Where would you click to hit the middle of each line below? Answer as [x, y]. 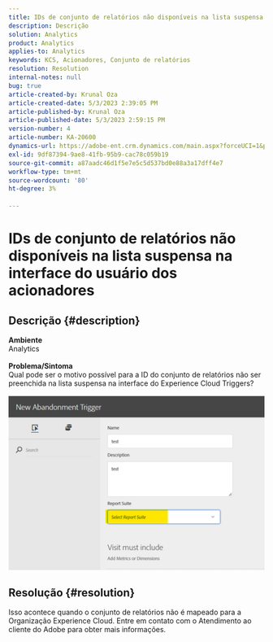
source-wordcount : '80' [49, 180]
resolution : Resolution [49, 69]
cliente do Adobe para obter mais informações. [87, 630]
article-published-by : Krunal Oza [67, 111]
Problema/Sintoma [41, 366]
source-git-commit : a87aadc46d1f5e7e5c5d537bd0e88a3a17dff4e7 [116, 163]
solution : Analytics [43, 34]
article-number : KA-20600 [52, 138]
